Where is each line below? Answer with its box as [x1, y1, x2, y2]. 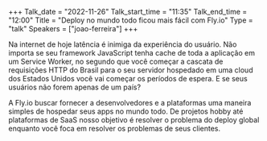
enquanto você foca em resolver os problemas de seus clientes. [8, 124, 221, 133]
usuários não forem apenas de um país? [8, 82, 142, 92]
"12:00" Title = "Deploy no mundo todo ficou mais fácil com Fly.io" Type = [8, 15, 253, 25]
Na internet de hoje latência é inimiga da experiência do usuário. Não [8, 39, 237, 49]
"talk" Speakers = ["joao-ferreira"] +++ [8, 24, 138, 33]
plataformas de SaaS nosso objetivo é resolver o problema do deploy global [8, 115, 260, 124]
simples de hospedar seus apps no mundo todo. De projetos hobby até [8, 106, 244, 116]
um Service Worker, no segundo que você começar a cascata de [8, 56, 224, 66]
